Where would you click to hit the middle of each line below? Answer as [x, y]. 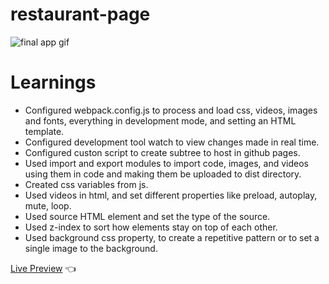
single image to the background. [91, 248]
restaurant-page [80, 14]
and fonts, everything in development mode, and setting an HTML [160, 120]
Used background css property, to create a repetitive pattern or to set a [172, 237]
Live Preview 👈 [43, 268]
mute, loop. [48, 205]
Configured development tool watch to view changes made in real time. [172, 142]
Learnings [53, 82]
